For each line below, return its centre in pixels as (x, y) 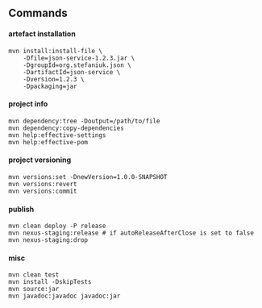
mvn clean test (34, 275)
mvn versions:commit (43, 191)
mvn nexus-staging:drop (48, 240)
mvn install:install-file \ (56, 51)
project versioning (40, 160)
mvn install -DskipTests (50, 282)
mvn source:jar (34, 289)
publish (21, 209)
